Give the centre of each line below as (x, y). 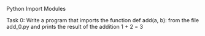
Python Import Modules (36, 9)
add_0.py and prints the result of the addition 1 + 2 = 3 (75, 27)
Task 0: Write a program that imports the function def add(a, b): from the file (103, 20)
